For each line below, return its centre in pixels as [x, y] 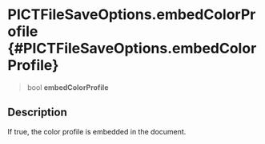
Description [37, 113]
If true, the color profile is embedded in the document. [97, 131]
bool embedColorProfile [68, 87]
